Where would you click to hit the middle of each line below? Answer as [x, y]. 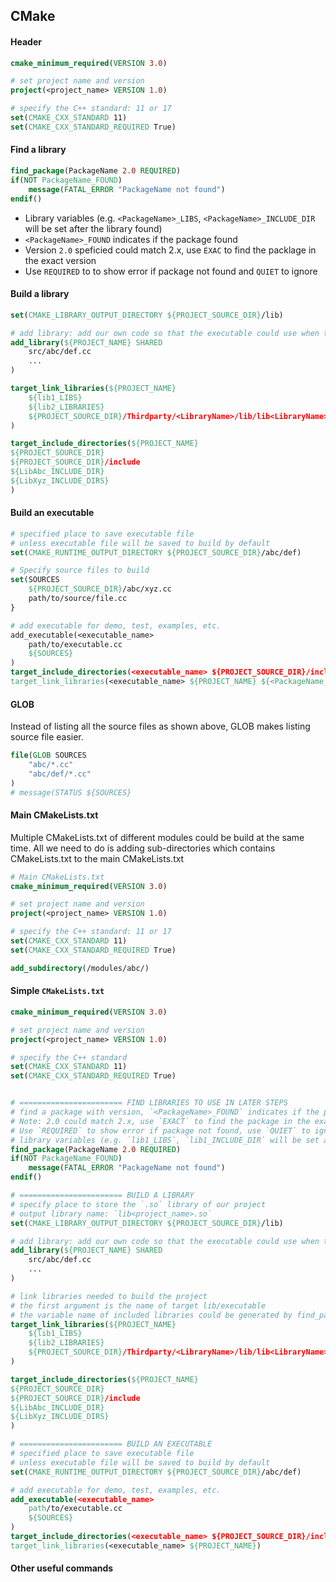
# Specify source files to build [80, 570]
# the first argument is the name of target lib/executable [138, 1305]
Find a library [38, 150]
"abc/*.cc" [51, 765]
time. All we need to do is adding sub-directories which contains [143, 848]
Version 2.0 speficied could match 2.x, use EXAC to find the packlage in [170, 250]
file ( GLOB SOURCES [48, 755]
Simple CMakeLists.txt [57, 991]
